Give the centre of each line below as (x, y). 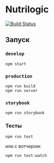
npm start (16, 64)
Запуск (17, 40)
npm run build (21, 86)
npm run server (22, 90)
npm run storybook (25, 113)
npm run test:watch (26, 155)
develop (15, 54)
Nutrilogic (27, 10)
